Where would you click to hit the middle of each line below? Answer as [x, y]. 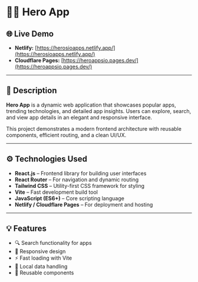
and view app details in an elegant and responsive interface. [79, 117]
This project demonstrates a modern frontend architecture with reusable [94, 128]
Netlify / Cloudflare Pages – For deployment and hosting [84, 204]
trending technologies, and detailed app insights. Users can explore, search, [99, 111]
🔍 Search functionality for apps [53, 243]
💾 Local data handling [41, 267]
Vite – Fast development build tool [56, 192]
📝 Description [32, 91]
